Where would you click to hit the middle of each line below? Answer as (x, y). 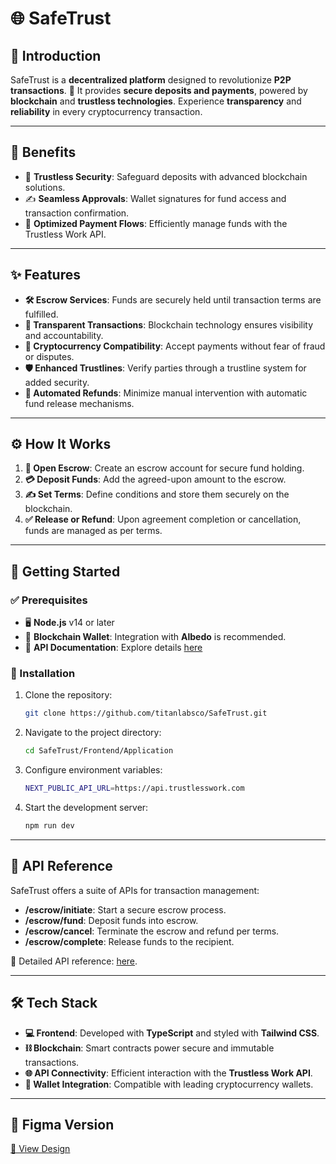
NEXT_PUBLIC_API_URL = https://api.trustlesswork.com (134, 788)
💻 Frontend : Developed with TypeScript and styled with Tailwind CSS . (172, 1033)
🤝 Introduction (56, 55)
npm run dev (49, 826)
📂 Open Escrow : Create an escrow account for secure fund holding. (164, 468)
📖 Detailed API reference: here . (74, 961)
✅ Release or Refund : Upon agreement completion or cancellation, (163, 519)
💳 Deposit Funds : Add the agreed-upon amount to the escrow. (155, 479)
